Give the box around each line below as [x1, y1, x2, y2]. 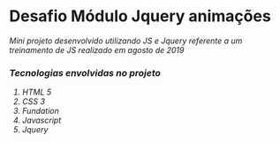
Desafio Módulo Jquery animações [9, 6, 271, 26]
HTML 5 [21, 87, 52, 98]
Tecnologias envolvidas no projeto [9, 66, 162, 79]
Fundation [21, 106, 59, 117]
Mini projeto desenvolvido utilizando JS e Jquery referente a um [9, 35, 243, 46]
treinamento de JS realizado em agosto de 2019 [9, 44, 185, 55]
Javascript [21, 115, 62, 125]
